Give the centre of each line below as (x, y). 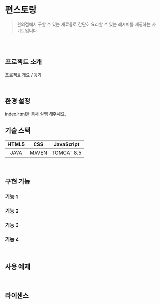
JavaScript (67, 144)
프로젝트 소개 (24, 62)
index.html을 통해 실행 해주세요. (36, 114)
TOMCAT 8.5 (67, 153)
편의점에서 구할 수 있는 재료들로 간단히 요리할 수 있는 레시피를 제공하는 (84, 24)
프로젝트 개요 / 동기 (23, 75)
